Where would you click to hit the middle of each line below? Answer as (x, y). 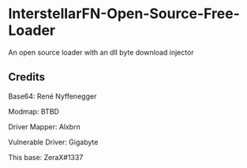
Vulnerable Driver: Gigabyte (53, 142)
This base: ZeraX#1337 (46, 157)
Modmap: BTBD (34, 111)
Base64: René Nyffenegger (52, 96)
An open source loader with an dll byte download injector (101, 52)
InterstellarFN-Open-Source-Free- (124, 14)
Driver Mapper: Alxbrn (44, 126)
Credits (27, 77)
